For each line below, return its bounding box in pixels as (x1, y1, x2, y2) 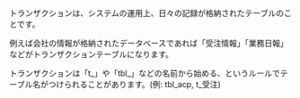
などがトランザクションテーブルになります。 (9, 49, 173, 60)
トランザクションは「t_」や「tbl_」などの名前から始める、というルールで (9, 68, 280, 78)
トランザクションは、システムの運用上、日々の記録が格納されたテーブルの (9, 8, 285, 18)
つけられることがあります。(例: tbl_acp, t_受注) (48, 79, 222, 89)
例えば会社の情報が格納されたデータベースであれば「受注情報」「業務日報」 (9, 38, 289, 48)
